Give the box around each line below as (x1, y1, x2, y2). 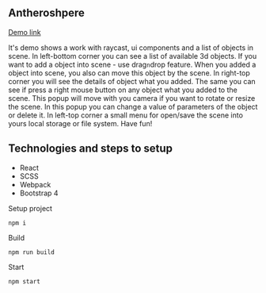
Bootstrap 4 (19, 188, 59, 198)
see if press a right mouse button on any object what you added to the (8, 85, 237, 94)
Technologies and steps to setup (8, 142, 173, 156)
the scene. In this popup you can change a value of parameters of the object (8, 102, 258, 111)
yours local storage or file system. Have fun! (8, 118, 153, 128)
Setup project (8, 203, 53, 213)
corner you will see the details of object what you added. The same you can (8, 76, 256, 86)
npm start (8, 277, 41, 285)
